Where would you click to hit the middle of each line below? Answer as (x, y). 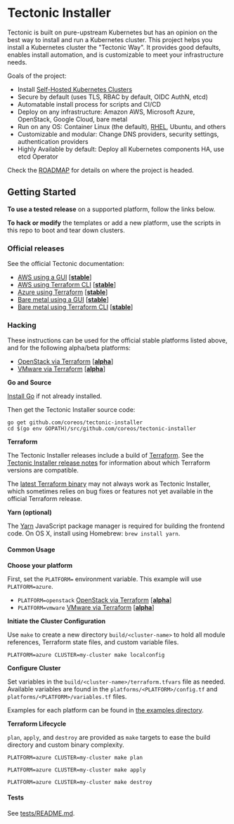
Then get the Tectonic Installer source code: (71, 410)
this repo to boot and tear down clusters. (66, 230)
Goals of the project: (37, 76)
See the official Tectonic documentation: (66, 264)
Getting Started (42, 192)
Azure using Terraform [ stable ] (63, 292)
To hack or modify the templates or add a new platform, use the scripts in (114, 222)
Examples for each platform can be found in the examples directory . (105, 710)
